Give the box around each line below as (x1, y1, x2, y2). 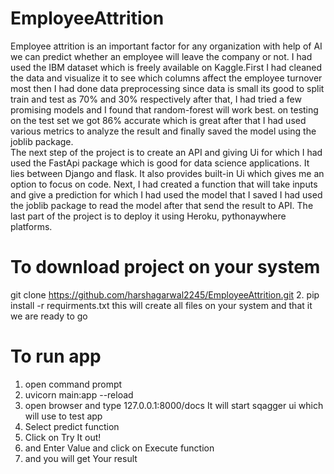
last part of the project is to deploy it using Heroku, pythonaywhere (10, 210, 287, 222)
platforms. (10, 220, 53, 232)
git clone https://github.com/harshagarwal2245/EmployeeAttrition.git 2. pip (10, 288, 320, 301)
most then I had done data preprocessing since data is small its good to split (10, 82, 325, 94)
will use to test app (24, 410, 103, 422)
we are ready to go (10, 310, 88, 322)
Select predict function (24, 420, 120, 432)
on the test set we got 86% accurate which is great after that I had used (10, 114, 307, 126)
